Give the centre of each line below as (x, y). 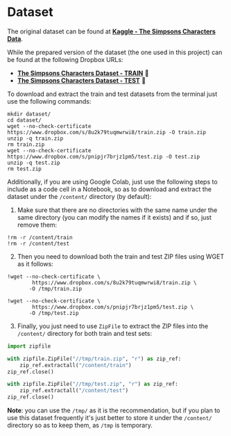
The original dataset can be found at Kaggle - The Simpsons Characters (112, 31)
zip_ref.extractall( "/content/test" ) (74, 391)
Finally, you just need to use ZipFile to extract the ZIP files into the (113, 326)
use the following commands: (49, 101)
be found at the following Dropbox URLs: (65, 59)
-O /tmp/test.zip (54, 313)
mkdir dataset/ (29, 114)
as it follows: (35, 264)
